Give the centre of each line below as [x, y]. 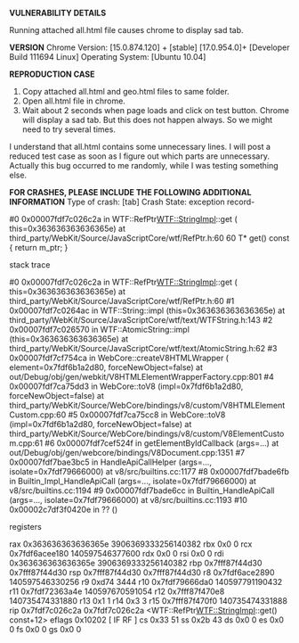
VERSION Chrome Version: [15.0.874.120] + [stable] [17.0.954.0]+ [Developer [149, 47]
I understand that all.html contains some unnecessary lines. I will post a [140, 147]
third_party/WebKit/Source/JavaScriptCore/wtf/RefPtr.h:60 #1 [122, 301]
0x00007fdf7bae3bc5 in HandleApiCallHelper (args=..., [110, 462]
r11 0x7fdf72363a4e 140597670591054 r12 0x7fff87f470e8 [117, 591]
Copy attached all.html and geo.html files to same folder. [125, 91]
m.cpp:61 [26, 443]
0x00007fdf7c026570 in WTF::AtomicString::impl [99, 330]
